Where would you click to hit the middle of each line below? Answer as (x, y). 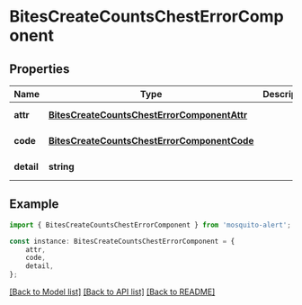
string (61, 166)
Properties (40, 69)
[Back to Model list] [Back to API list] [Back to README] (112, 292)
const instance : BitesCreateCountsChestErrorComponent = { (122, 241)
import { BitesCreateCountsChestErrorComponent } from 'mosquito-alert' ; (151, 225)
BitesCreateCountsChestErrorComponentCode (151, 141)
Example (34, 204)
